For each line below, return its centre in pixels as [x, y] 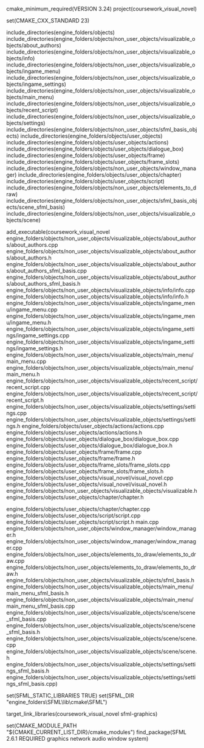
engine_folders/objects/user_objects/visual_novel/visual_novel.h [87, 484]
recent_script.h [25, 400]
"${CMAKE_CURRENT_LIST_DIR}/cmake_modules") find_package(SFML [97, 732]
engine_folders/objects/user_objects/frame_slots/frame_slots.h [85, 471]
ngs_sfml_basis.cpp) [32, 684]
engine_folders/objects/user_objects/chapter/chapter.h [75, 497]
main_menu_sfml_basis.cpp [41, 606]
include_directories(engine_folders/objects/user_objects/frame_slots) [93, 162]
